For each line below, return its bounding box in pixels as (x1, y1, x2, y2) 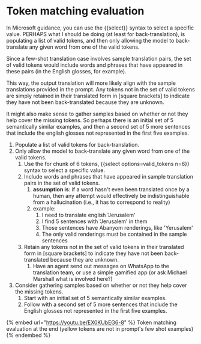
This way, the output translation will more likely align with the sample (6, 79, 176, 87)
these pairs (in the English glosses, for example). (6, 67, 127, 75)
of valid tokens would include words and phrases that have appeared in (6, 61, 183, 69)
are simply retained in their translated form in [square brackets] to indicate (6, 92, 190, 99)
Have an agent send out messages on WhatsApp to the (32, 262, 170, 269)
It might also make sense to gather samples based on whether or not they (6, 110, 188, 117)
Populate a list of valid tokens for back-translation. (14, 141, 140, 148)
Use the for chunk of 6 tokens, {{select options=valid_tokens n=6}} (23, 160, 190, 167)
